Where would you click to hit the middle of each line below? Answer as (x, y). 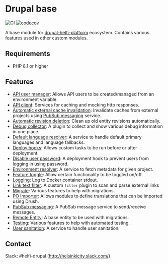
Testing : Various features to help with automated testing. (71, 223)
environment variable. (35, 99)
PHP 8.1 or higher (30, 66)
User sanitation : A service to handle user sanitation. (66, 228)
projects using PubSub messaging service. (57, 115)
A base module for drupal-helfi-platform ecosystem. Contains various (77, 32)
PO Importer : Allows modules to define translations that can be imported (87, 196)
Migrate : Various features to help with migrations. (64, 190)
